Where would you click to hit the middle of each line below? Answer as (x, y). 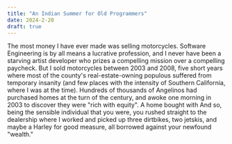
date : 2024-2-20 (31, 20)
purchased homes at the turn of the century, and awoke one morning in (109, 98)
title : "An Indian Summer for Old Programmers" (77, 13)
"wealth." (20, 134)
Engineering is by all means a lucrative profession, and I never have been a (114, 53)
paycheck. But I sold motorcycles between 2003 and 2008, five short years (115, 68)
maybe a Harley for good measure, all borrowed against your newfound (109, 127)
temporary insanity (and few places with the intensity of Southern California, (116, 83)
